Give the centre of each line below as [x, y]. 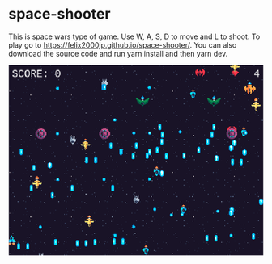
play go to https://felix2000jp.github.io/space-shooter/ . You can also [123, 44]
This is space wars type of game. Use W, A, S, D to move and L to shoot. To [134, 36]
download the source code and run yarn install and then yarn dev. [118, 53]
